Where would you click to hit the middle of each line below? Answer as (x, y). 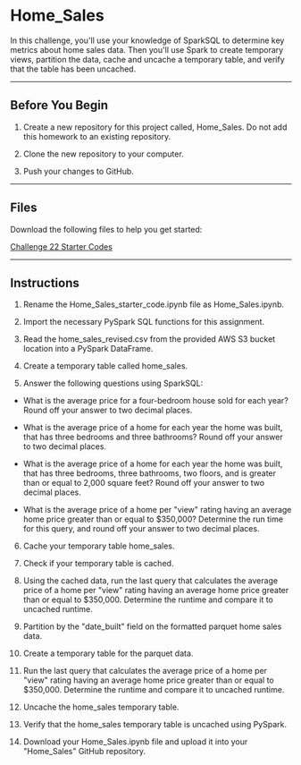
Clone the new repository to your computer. (103, 154)
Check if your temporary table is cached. (98, 564)
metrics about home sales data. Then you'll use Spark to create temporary (147, 49)
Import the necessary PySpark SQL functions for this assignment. (144, 322)
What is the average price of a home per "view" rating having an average (157, 510)
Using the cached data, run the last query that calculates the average (150, 581)
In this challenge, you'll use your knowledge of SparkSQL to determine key (147, 40)
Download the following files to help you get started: (106, 229)
